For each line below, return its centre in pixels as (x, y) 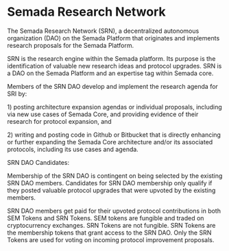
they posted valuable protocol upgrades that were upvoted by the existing (111, 190)
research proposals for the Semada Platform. (71, 45)
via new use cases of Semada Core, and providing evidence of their (103, 114)
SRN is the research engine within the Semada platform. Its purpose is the (111, 58)
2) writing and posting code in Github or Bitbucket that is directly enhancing (114, 135)
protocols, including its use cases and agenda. (73, 149)
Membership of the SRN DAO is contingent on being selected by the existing (115, 176)
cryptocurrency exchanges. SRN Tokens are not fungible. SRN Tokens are (111, 225)
